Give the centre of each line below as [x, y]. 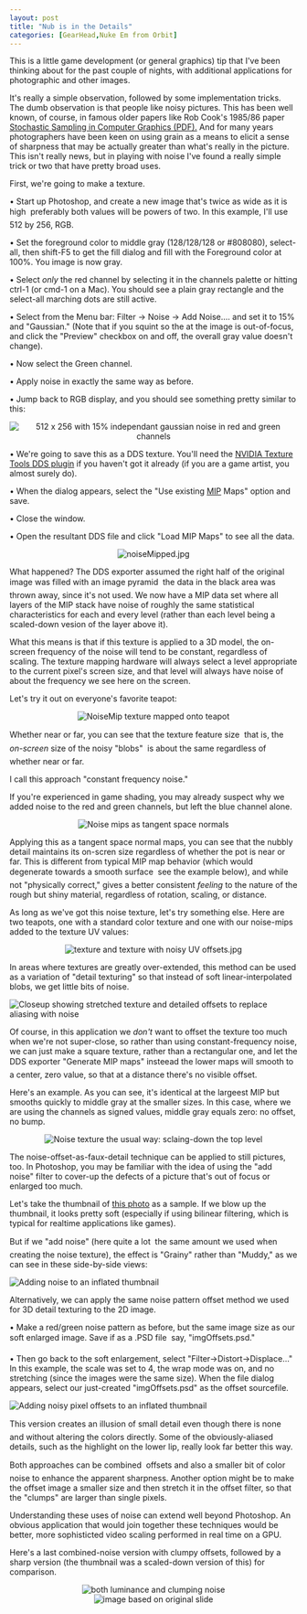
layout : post [34, 18]
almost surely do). [43, 474]
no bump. [27, 1122]
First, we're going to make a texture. [77, 184]
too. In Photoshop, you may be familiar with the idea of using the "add [141, 1167]
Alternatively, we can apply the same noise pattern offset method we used [149, 1300]
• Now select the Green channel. [71, 364]
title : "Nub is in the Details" [71, 27]
